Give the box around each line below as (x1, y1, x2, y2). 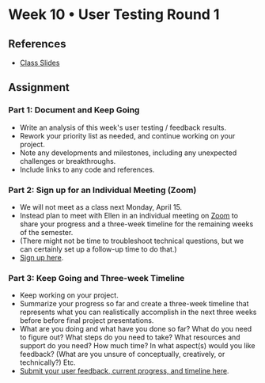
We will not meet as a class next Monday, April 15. (19, 202, 183, 211)
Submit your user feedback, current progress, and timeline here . (19, 366, 229, 376)
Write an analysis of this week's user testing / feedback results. (19, 123, 227, 132)
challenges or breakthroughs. (19, 156, 116, 165)
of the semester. (19, 227, 74, 237)
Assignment (8, 81, 70, 94)
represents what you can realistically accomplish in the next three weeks (19, 307, 257, 317)
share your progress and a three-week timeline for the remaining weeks (19, 219, 254, 229)
